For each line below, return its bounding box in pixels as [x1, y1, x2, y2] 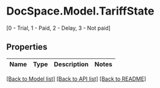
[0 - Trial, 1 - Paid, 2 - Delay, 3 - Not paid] [6, 24, 111, 32]
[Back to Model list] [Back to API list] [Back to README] [6, 75, 147, 83]
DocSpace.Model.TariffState [6, 4, 155, 18]
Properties [6, 42, 48, 52]
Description [54, 59, 89, 68]
